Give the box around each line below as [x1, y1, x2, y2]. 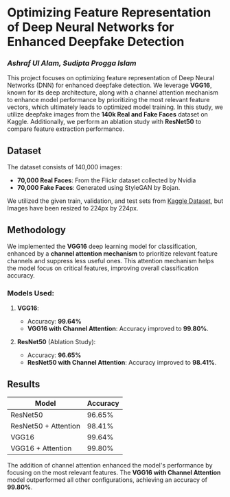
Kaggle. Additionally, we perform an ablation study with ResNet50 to [7, 118, 202, 126]
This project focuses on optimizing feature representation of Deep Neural [7, 74, 215, 82]
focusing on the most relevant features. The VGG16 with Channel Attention [7, 468, 221, 477]
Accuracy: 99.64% [27, 317, 82, 326]
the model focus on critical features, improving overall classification [7, 264, 199, 272]
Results [7, 378, 41, 390]
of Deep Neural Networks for [7, 19, 174, 35]
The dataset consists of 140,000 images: [7, 163, 122, 171]
